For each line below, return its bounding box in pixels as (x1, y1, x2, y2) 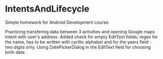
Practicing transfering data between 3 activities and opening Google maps (5, 29, 155, 34)
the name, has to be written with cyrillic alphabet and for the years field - (5, 39, 152, 44)
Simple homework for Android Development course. (5, 19, 110, 25)
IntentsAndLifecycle (5, 3, 90, 15)
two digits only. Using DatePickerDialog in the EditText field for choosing (5, 44, 151, 50)
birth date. (5, 49, 26, 55)
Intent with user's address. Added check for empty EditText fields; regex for (5, 34, 158, 40)
